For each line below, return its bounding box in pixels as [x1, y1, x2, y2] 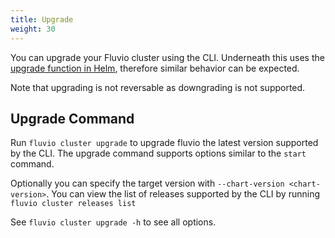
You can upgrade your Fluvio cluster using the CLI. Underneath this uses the [10, 51, 325, 63]
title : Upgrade [10, 14, 74, 25]
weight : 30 [10, 24, 56, 34]
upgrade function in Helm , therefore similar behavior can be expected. [10, 62, 300, 74]
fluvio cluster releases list [10, 199, 137, 209]
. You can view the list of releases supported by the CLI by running [46, 188, 321, 200]
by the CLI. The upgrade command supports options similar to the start [10, 147, 307, 160]
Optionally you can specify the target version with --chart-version [10, 177, 285, 190]
